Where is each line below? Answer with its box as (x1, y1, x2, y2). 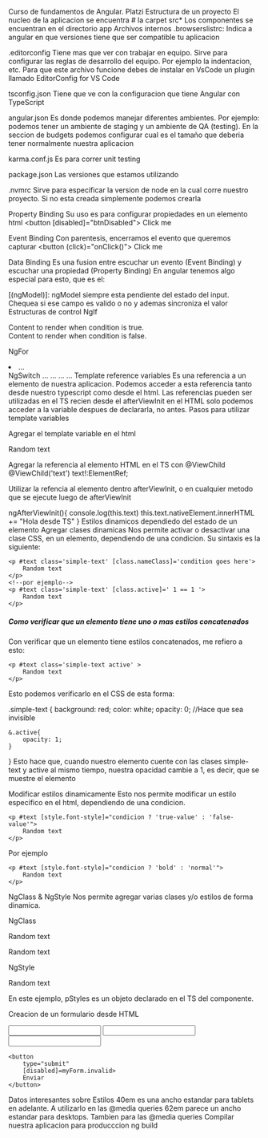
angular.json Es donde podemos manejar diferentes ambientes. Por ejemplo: (8, 113, 260, 123)
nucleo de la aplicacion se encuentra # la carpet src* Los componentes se (8, 15, 254, 25)
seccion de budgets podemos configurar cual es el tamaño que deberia (8, 130, 245, 140)
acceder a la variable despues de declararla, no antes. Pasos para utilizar (8, 405, 250, 414)
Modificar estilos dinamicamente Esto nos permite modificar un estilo (8, 789, 237, 799)
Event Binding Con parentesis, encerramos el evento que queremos (8, 233, 231, 243)
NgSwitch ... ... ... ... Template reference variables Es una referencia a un (8, 371, 246, 380)
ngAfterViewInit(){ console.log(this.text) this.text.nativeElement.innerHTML (8, 508, 254, 517)
